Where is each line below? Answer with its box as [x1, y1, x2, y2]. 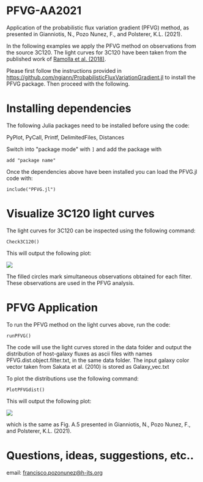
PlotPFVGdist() [6, 387, 45, 393]
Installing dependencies [6, 102, 131, 116]
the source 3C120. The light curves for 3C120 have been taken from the [6, 48, 187, 56]
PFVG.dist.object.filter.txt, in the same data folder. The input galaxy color [6, 356, 190, 364]
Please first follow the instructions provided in [6, 67, 122, 74]
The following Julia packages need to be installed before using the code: [6, 122, 190, 129]
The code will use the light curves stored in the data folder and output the [6, 343, 191, 350]
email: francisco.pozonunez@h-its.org [6, 469, 103, 476]
